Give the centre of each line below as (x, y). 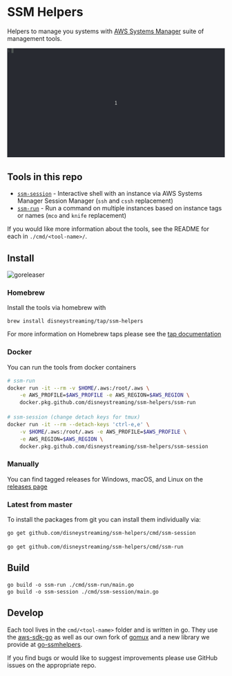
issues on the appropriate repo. (52, 665)
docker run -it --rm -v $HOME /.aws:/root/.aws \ (78, 388)
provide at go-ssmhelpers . (45, 644)
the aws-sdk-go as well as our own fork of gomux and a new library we (108, 637)
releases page (27, 486)
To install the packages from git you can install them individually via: (104, 519)
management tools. (35, 38)
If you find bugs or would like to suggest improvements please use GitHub (113, 657)
